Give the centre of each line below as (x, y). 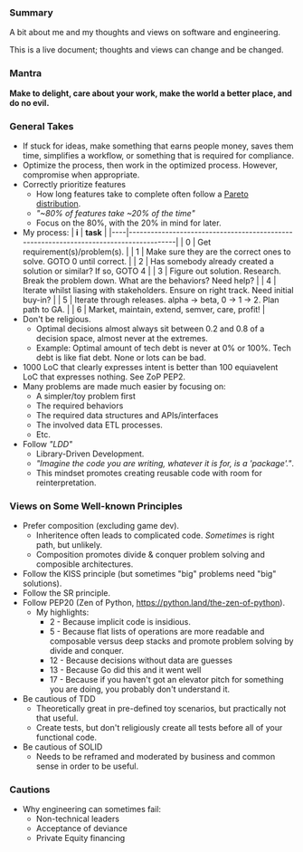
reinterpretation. (66, 483)
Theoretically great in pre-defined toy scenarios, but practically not (161, 709)
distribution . (58, 203)
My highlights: (62, 612)
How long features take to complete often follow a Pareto (142, 194)
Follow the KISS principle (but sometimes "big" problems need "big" (149, 574)
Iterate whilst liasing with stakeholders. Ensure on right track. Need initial (158, 290)
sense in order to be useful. (87, 766)
